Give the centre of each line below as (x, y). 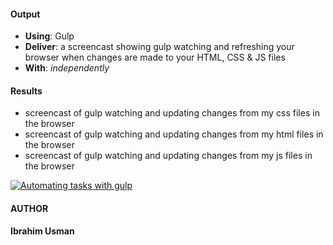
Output (25, 14)
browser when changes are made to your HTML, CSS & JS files (155, 57)
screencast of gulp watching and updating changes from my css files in (172, 113)
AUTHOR (29, 208)
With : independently (67, 68)
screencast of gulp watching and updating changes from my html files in (174, 134)
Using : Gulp (49, 36)
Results (26, 91)
